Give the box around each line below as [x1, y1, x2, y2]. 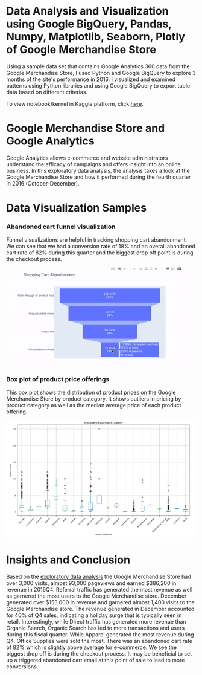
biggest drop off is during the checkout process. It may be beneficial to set [6, 650, 192, 657]
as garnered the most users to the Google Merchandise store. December [6, 592, 187, 599]
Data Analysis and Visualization [6, 4, 169, 18]
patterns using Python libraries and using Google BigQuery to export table [6, 82, 191, 89]
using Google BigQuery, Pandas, [6, 17, 172, 31]
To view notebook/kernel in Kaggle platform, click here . [6, 100, 144, 107]
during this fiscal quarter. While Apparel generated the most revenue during [6, 630, 194, 638]
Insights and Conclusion [6, 553, 131, 567]
